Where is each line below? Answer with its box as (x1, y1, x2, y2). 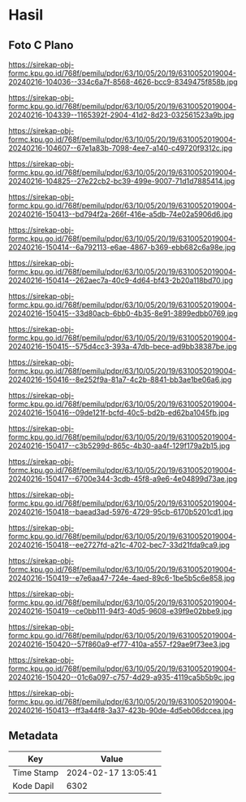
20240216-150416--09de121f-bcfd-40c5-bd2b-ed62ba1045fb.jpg (8, 408, 230, 417)
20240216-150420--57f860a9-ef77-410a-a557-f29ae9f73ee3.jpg (8, 639, 230, 649)
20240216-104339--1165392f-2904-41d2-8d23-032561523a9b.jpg (8, 110, 235, 120)
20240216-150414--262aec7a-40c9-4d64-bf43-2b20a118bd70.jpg (8, 275, 234, 285)
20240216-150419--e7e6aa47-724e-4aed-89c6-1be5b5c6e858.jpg (8, 573, 235, 583)
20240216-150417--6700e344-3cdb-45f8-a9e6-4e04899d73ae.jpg (8, 474, 238, 484)
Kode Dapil (12, 780, 54, 791)
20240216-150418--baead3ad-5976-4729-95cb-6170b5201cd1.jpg (8, 507, 234, 516)
